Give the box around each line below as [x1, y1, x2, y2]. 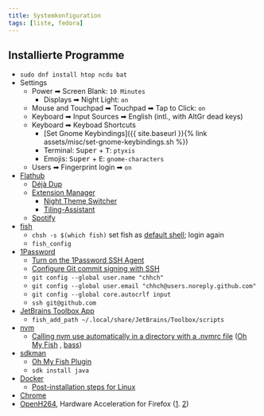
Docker [19, 374, 45, 383]
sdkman [19, 348, 46, 358]
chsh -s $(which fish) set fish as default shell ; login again [31, 230, 224, 239]
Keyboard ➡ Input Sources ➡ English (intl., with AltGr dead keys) [31, 112, 244, 122]
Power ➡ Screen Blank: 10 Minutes [31, 87, 146, 96]
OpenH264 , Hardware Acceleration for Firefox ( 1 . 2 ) [19, 399, 189, 409]
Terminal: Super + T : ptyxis [43, 146, 135, 155]
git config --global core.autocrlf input [31, 291, 171, 299]
